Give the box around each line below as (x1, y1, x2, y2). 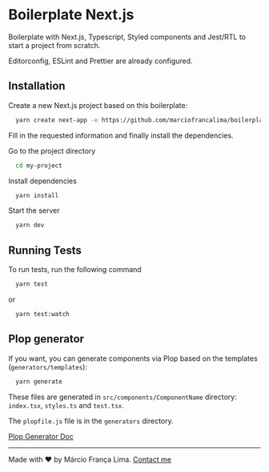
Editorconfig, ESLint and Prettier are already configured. (8, 56, 194, 66)
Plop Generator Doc (8, 431, 74, 441)
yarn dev (15, 222, 45, 230)
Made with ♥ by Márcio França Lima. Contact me (8, 454, 172, 464)
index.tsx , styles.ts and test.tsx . (8, 400, 124, 410)
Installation (8, 79, 66, 93)
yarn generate (15, 378, 62, 386)
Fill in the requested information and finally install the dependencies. (8, 130, 234, 140)
